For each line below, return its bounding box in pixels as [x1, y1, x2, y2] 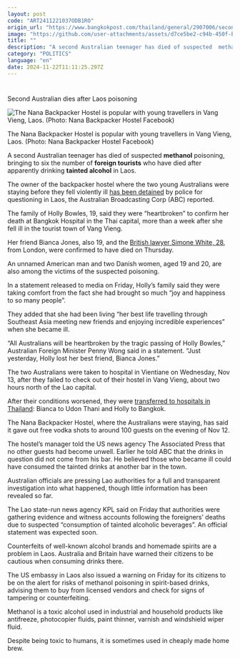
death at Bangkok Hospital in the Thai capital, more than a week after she [7, 216, 223, 225]
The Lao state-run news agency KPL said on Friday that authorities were [7, 505, 220, 514]
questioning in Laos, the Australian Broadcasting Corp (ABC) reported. [7, 195, 215, 203]
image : [7, 30, 27, 38]
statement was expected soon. [7, 527, 99, 536]
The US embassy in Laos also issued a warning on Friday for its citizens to [7, 570, 226, 579]
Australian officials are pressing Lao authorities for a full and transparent [7, 476, 220, 485]
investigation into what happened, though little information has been [7, 483, 208, 492]
